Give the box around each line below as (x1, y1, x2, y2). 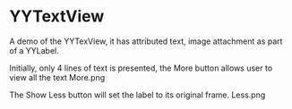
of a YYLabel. (9, 45, 60, 55)
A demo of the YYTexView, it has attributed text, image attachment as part (9, 36, 283, 46)
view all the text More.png (9, 71, 106, 82)
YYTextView (9, 6, 105, 27)
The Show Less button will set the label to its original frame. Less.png (9, 89, 266, 100)
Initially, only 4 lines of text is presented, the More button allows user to (9, 63, 273, 73)
